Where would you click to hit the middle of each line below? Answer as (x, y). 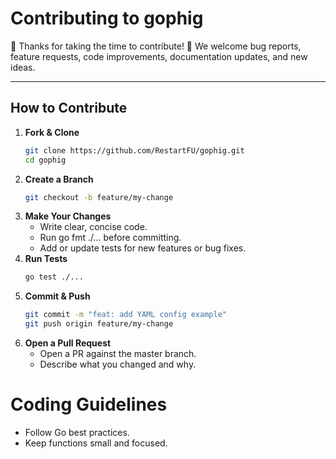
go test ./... (54, 277)
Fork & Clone (52, 132)
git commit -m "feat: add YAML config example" (125, 315)
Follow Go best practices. (77, 432)
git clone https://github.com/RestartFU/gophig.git (134, 150)
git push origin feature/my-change (99, 324)
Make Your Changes (68, 216)
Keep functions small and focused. (96, 443)
